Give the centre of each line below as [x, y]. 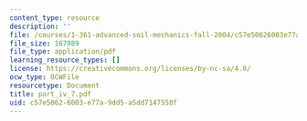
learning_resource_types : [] [65, 60]
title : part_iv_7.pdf [51, 94]
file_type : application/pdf [63, 52]
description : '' [40, 26]
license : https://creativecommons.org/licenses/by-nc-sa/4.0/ [130, 69]
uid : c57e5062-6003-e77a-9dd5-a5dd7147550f [94, 102]
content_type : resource [55, 18]
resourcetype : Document [55, 86]
